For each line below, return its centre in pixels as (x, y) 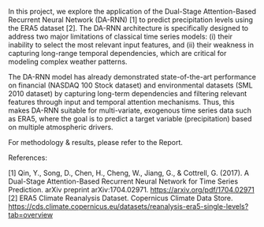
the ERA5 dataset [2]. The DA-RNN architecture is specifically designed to (128, 28)
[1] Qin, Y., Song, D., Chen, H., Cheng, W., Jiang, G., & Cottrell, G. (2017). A (129, 173)
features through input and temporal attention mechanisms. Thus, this (121, 102)
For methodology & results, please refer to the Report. (96, 142)
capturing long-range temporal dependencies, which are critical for (117, 53)
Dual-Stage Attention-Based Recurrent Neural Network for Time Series (123, 181)
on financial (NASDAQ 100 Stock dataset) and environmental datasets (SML (131, 85)
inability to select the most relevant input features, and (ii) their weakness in (131, 45)
